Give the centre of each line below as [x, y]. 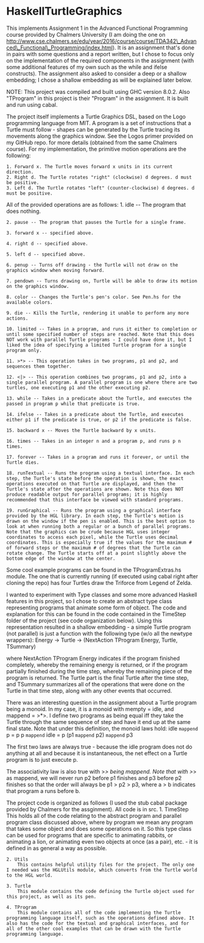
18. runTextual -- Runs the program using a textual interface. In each [100, 473]
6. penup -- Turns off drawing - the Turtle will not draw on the [92, 265]
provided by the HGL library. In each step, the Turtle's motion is [95, 516]
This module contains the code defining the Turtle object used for [106, 891]
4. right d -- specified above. [47, 243]
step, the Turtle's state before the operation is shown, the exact [95, 478]
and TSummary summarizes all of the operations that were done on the [96, 684]
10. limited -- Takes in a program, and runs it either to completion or [102, 329]
